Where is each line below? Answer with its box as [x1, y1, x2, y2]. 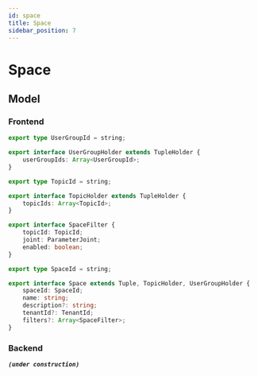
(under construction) [8, 360, 80, 368]
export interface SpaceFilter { [8, 221, 115, 229]
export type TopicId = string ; [8, 177, 112, 185]
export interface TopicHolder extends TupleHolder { [8, 192, 187, 200]
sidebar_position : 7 [8, 26, 77, 34]
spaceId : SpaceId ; [22, 287, 83, 295]
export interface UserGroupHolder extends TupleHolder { [8, 149, 201, 157]
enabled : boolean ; [22, 243, 83, 251]
